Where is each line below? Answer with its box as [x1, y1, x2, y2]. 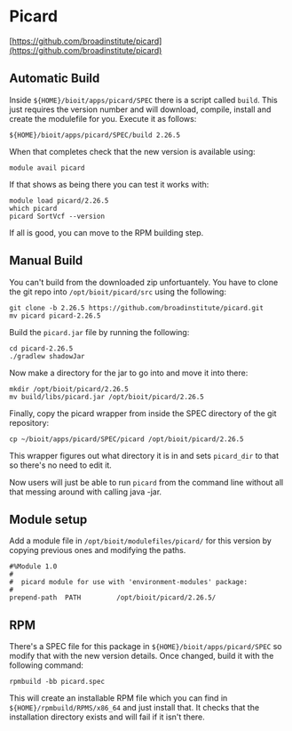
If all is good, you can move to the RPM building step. [9, 227, 204, 237]
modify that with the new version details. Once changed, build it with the [9, 651, 274, 662]
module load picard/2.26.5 [9, 196, 109, 205]
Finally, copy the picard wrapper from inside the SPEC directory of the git [9, 407, 277, 419]
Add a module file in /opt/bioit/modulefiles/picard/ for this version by [9, 535, 272, 546]
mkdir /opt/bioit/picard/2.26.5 [9, 384, 129, 393]
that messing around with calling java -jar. [9, 486, 162, 497]
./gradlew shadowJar [9, 351, 86, 361]
